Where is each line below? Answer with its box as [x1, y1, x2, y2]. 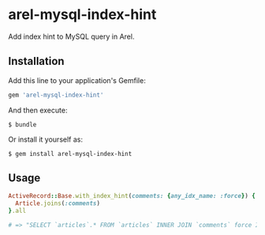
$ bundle [8, 120, 37, 128]
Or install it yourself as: [8, 135, 83, 144]
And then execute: [8, 105, 68, 115]
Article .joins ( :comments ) [15, 199, 101, 207]
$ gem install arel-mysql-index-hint [8, 150, 132, 157]
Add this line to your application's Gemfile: [8, 75, 146, 85]
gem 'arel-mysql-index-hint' [8, 91, 104, 99]
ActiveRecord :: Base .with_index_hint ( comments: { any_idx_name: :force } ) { [8, 192, 256, 200]
